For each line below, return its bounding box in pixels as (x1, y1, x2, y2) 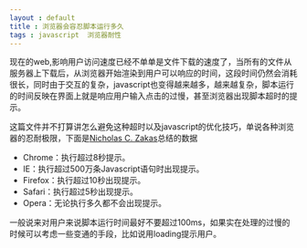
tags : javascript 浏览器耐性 (9, 30, 122, 39)
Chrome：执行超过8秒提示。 (22, 152, 131, 163)
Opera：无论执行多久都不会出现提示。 (22, 198, 167, 209)
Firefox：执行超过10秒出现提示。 (22, 175, 146, 186)
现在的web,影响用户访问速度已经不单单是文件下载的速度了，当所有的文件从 (9, 57, 292, 67)
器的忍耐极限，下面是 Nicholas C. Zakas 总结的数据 (9, 133, 198, 144)
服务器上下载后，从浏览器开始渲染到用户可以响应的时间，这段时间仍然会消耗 (9, 67, 298, 78)
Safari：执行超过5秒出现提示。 (22, 186, 139, 197)
